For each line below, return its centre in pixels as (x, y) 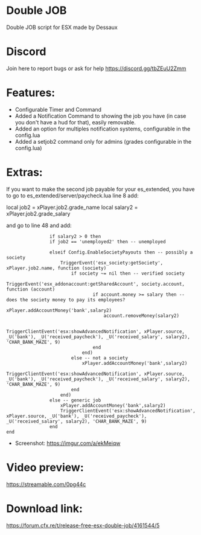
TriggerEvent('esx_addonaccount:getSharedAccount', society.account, (96, 284)
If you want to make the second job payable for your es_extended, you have (101, 189)
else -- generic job (75, 400)
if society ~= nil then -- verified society (128, 273)
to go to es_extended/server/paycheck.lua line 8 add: (72, 195)
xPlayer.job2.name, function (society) (56, 268)
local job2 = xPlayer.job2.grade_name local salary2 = (72, 207)
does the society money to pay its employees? (66, 300)
